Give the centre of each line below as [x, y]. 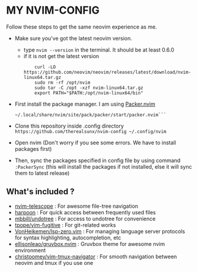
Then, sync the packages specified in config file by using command [98, 160]
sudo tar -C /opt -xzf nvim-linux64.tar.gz [89, 88]
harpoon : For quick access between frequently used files [85, 212]
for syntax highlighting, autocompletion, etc [68, 238]
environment [30, 250]
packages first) [33, 148]
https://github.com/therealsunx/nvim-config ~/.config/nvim [90, 131]
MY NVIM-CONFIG [53, 10]
